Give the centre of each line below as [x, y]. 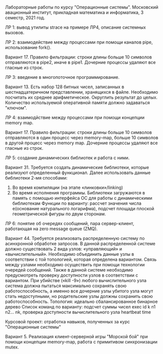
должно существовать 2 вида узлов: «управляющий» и [64, 249]
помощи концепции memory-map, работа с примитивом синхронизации [81, 342]
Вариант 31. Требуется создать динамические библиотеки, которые [77, 167]
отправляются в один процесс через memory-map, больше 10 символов [82, 138]
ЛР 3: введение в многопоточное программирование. [62, 77]
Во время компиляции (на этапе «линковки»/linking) [68, 187]
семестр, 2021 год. [25, 18]
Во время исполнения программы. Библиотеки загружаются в [79, 193]
